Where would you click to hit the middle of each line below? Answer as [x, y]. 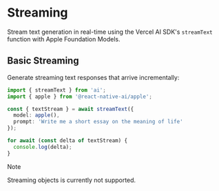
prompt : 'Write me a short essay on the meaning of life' [98, 122]
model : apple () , [36, 115]
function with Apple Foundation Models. [64, 39]
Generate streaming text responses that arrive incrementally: [93, 77]
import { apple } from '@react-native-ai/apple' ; [80, 97]
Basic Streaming [43, 61]
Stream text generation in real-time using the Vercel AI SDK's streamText [110, 32]
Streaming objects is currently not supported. [72, 180]
